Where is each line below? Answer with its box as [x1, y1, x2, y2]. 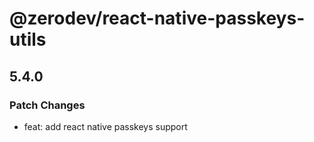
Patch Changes [9, 98, 86, 112]
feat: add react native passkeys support [23, 120, 188, 132]
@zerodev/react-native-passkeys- [9, 7, 306, 30]
